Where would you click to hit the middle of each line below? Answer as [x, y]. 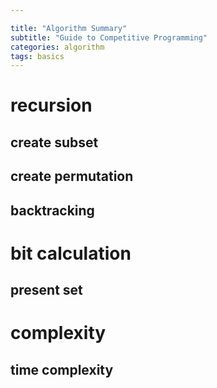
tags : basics [37, 56]
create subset [54, 142]
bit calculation [71, 253]
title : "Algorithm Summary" [69, 28]
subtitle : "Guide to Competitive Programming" [109, 37]
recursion [51, 105]
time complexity [62, 369]
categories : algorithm [57, 47]
